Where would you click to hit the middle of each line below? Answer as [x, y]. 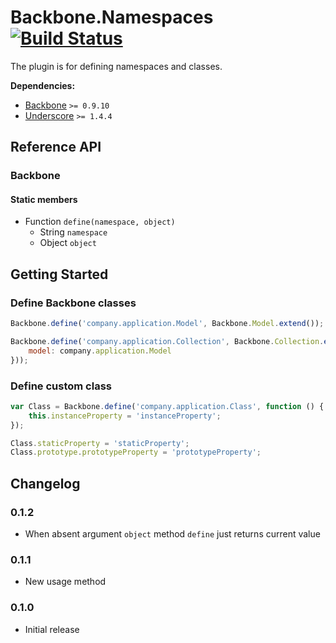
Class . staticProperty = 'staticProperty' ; [100, 443]
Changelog [45, 483]
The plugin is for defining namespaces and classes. [116, 66]
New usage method [65, 582]
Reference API [56, 147]
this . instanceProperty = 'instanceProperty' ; [125, 416]
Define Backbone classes [73, 303]
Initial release [52, 629]
